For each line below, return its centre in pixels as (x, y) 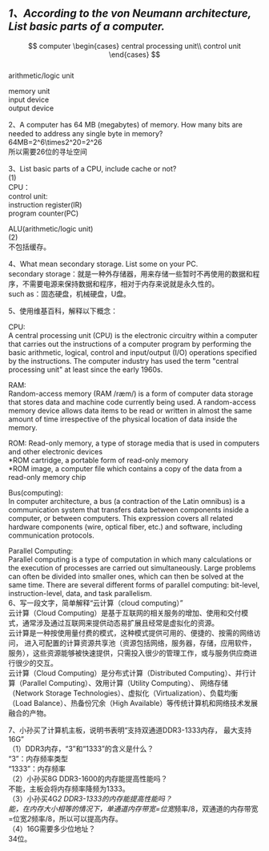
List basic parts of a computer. (87, 27)
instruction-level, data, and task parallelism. (80, 593)
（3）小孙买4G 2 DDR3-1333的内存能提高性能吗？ (90, 798)
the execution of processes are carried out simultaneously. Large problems (132, 567)
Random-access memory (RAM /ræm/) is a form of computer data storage (131, 393)
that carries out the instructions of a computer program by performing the (130, 344)
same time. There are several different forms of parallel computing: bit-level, (134, 585)
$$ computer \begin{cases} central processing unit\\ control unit (134, 46)
